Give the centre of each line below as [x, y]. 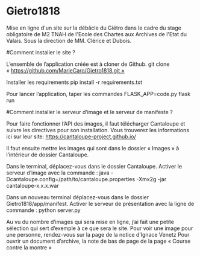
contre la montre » [29, 247]
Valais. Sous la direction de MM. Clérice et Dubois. [69, 40]
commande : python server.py [43, 210]
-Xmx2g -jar [152, 179]
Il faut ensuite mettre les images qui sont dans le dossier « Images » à [93, 148]
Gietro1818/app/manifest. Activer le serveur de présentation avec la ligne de [100, 203]
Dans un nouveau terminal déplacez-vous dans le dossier [78, 197]
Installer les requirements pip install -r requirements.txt [74, 82]
